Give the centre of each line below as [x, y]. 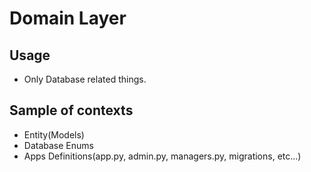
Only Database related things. [85, 79]
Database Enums [58, 145]
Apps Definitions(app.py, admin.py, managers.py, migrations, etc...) [162, 156]
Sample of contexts [71, 110]
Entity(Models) [54, 134]
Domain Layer [68, 18]
